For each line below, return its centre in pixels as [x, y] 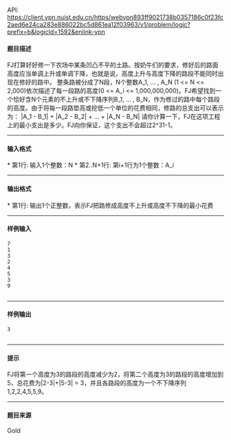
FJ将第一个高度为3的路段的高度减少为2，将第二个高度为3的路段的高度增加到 [115, 375]
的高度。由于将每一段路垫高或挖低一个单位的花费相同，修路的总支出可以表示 [115, 108]
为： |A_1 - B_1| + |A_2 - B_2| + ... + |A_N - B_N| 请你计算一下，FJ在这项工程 [114, 117]
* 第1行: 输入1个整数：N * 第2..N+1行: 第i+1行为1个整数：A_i [90, 165]
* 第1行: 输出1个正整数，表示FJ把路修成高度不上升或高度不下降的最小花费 [110, 205]
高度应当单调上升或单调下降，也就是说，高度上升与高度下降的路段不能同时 [112, 74]
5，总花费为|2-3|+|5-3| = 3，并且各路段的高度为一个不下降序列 [97, 383]
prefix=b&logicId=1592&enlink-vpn [56, 32]
